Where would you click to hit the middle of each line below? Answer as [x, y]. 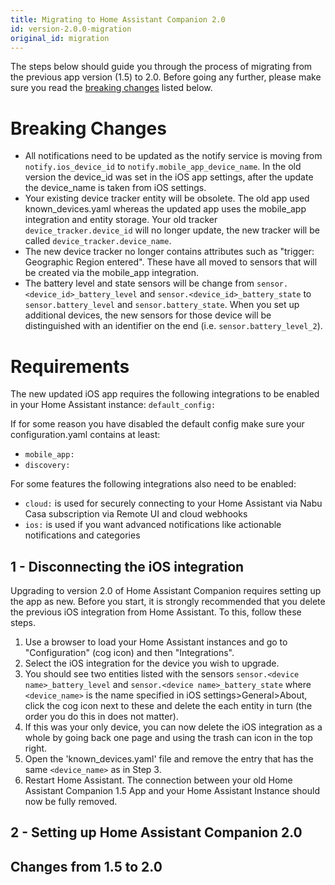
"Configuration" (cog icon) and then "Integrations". [129, 653]
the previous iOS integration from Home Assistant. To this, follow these [156, 612]
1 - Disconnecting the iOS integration [127, 566]
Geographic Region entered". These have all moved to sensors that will [171, 262]
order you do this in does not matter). [101, 717]
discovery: [47, 466]
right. [36, 748]
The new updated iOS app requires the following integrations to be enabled [165, 394]
